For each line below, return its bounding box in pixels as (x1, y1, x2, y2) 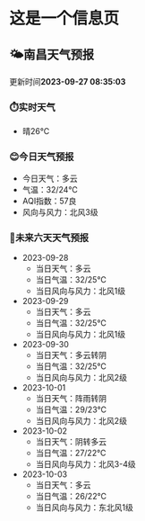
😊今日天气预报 (9, 150, 74, 163)
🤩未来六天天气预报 (9, 231, 90, 244)
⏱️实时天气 (9, 101, 56, 113)
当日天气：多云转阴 (35, 349, 107, 360)
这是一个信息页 (9, 8, 120, 29)
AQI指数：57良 (21, 195, 77, 206)
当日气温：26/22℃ (35, 490, 107, 501)
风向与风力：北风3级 (21, 206, 98, 217)
